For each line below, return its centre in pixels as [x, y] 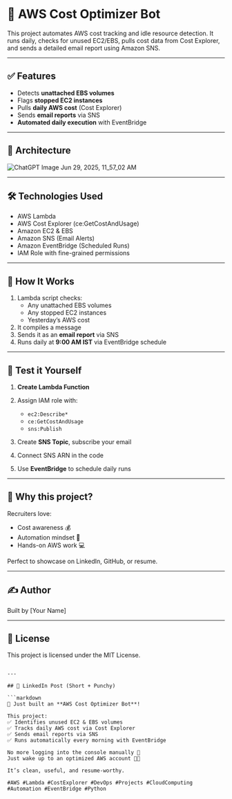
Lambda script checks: [50, 298]
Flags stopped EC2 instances [60, 100]
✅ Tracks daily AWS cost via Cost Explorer [71, 728]
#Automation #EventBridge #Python [57, 789]
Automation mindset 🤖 [49, 537]
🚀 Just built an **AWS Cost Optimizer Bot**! [74, 704]
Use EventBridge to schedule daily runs [74, 469]
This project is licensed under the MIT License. [74, 655]
